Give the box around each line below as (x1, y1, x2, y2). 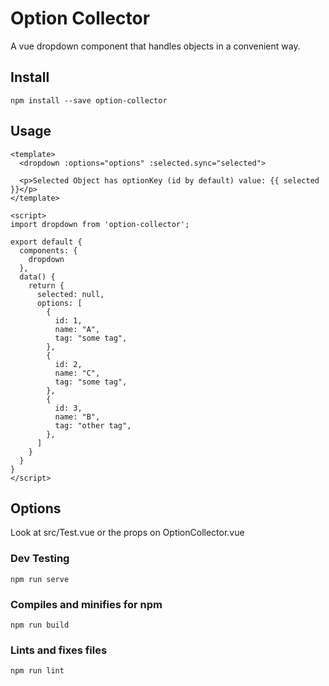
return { (28, 280, 65, 291)
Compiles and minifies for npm (10, 597, 163, 611)
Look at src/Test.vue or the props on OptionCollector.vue (10, 527, 245, 539)
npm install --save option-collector (10, 95, 168, 106)
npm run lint (10, 666, 65, 676)
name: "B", (54, 412, 101, 422)
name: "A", (54, 324, 101, 334)
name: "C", (54, 368, 101, 378)
